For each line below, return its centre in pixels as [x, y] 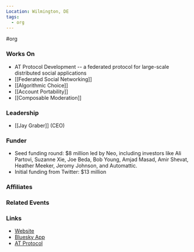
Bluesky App [30, 237]
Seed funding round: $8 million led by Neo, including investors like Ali [98, 153]
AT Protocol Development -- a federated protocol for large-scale [92, 66]
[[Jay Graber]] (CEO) [40, 125]
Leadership [22, 113]
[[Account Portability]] [41, 92]
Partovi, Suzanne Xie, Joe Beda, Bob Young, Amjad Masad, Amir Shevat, [101, 160]
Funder [17, 141]
